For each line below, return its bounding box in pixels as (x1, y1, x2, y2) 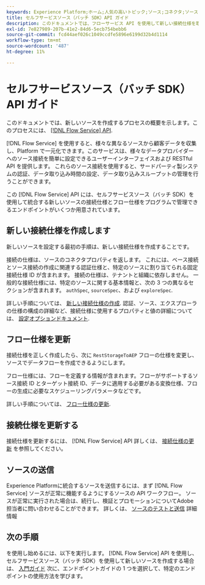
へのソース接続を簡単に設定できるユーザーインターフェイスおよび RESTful (6, 154, 193, 162)
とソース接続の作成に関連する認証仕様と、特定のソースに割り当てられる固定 (6, 263, 198, 271)
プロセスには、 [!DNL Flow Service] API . (11, 126, 113, 134)
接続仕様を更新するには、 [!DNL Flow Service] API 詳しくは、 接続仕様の (6, 437, 189, 445)
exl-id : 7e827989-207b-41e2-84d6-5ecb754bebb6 (6, 26, 127, 32)
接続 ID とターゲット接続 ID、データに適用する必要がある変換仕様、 (16, 380, 187, 387)
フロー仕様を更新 (6, 334, 71, 344)
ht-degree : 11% (6, 49, 45, 55)
